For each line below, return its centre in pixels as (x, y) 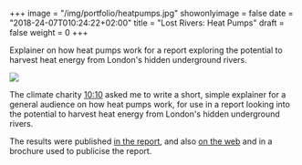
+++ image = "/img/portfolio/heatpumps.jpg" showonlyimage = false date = (151, 13)
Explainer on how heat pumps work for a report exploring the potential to (146, 50)
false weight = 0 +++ (49, 32)
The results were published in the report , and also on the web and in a (141, 141)
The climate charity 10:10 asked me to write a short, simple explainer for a (148, 94)
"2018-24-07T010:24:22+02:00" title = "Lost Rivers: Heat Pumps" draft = (147, 23)
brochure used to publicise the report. (81, 151)
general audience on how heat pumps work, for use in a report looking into (150, 104)
